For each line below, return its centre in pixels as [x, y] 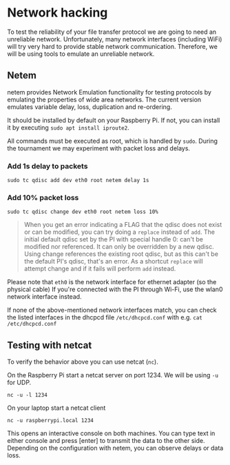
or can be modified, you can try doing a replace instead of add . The [119, 232]
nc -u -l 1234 [28, 395]
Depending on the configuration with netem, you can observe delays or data [115, 448]
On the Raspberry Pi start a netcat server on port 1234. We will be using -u [113, 375]
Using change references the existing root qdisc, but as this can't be [121, 254]
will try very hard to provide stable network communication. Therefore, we [113, 46]
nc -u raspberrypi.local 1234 [51, 421]
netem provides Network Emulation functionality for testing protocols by [109, 92]
